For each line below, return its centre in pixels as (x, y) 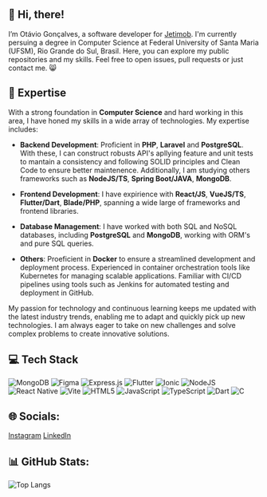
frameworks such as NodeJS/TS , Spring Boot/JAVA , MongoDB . (126, 178)
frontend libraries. (49, 211)
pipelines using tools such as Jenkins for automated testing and (124, 284)
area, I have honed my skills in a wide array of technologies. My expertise (129, 120)
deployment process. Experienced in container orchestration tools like (135, 267)
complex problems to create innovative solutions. (89, 333)
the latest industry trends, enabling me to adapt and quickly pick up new (127, 317)
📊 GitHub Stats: (49, 461)
